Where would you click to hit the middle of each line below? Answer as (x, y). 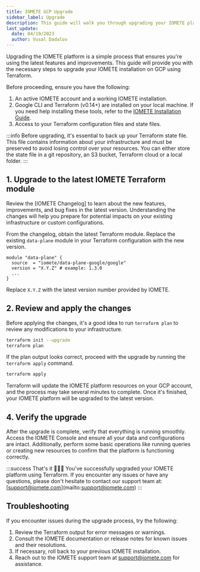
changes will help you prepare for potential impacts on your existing (89, 216)
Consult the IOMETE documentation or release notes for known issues (101, 539)
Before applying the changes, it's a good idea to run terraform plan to (92, 322)
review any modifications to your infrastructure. (65, 329)
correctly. (18, 457)
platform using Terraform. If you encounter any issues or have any (87, 475)
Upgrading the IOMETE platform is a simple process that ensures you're (94, 56)
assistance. (29, 564)
